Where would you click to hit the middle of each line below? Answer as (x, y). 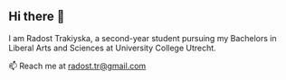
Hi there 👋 (37, 17)
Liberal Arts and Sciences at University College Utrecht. (112, 48)
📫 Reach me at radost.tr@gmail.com (77, 66)
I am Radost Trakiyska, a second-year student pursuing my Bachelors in (143, 38)
